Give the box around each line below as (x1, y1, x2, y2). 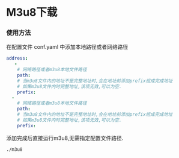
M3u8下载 (6, 5, 58, 19)
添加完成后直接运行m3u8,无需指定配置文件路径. (6, 134, 124, 142)
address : (6, 55, 28, 62)
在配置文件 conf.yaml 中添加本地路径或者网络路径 (6, 43, 129, 51)
